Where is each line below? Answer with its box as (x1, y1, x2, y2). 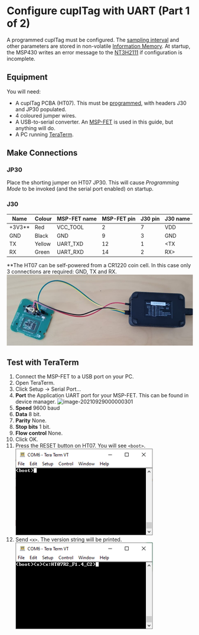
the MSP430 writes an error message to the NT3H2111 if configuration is (6, 48, 182, 56)
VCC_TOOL (56, 223, 84, 231)
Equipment (6, 72, 48, 82)
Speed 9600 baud (15, 404, 60, 412)
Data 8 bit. (15, 411, 41, 418)
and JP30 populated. (15, 105, 67, 113)
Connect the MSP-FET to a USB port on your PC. (15, 373, 134, 380)
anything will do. (15, 124, 56, 131)
